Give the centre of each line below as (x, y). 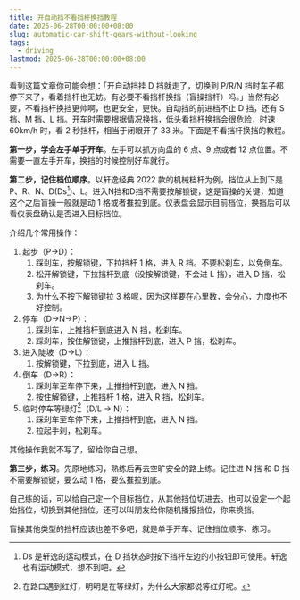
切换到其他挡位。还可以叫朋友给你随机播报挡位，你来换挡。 (150, 510)
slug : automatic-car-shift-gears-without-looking (104, 34)
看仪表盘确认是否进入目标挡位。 (68, 213)
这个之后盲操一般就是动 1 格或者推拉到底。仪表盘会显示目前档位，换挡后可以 (150, 202)
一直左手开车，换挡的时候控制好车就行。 (99, 161)
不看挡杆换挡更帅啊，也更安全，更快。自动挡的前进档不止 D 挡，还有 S (154, 108)
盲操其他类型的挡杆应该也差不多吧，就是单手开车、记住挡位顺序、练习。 (142, 529)
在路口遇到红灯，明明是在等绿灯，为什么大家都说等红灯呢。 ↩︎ (136, 587)
